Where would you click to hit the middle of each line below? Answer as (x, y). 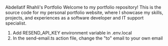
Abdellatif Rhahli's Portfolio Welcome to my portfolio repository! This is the (83, 7)
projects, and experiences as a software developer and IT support (75, 18)
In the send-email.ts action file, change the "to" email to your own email (88, 38)
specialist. (16, 23)
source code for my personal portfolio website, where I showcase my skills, (84, 12)
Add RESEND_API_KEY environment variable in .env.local (72, 33)
